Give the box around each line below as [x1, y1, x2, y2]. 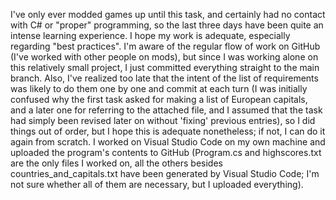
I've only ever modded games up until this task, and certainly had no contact [10, 9, 326, 20]
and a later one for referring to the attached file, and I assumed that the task [10, 104, 323, 116]
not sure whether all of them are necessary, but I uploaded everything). [10, 179, 304, 190]
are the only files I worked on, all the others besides [10, 157, 223, 169]
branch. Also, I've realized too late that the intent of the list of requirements [10, 72, 319, 84]
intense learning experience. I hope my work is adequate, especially [10, 30, 291, 41]
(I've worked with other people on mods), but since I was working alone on [10, 51, 319, 63]
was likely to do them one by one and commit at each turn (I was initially [10, 83, 308, 94]
